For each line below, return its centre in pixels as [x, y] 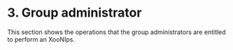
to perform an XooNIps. [41, 39]
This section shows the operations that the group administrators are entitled [116, 32]
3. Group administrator [75, 13]
